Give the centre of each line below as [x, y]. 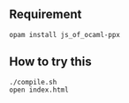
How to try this [50, 62]
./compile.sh [33, 82]
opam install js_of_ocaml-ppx [65, 34]
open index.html [39, 90]
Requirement [46, 15]
